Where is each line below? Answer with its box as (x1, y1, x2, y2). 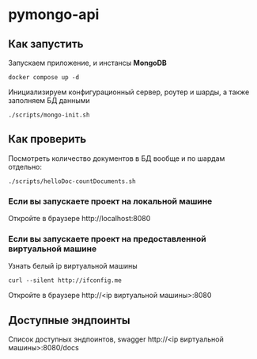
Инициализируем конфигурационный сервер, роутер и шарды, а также (8, 87, 250, 97)
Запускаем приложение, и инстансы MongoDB (8, 58, 168, 67)
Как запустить (8, 37, 84, 51)
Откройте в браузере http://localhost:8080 (8, 214, 151, 223)
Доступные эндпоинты (8, 313, 130, 327)
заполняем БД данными (8, 96, 91, 105)
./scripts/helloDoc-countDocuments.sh (8, 177, 136, 185)
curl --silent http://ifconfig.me (8, 277, 123, 285)
